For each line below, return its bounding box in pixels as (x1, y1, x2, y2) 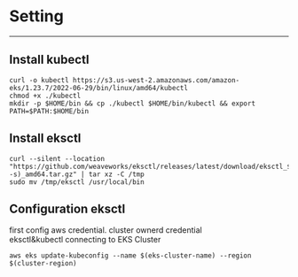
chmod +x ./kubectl (9, 91, 82, 100)
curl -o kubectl (9, 75, 69, 85)
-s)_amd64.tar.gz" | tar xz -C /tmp (9, 170, 145, 179)
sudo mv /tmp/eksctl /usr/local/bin (9, 177, 145, 187)
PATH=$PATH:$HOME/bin (9, 106, 90, 116)
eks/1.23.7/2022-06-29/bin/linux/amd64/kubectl (9, 83, 189, 92)
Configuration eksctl (9, 201, 126, 216)
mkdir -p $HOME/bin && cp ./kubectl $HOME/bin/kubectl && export (9, 99, 255, 108)
